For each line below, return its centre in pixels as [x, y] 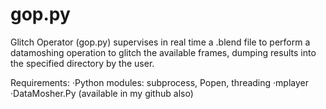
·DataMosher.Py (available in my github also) [102, 93]
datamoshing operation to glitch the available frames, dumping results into [163, 52]
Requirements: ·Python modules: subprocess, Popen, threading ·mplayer [159, 82]
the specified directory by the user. [82, 63]
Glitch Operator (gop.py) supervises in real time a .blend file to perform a [160, 42]
